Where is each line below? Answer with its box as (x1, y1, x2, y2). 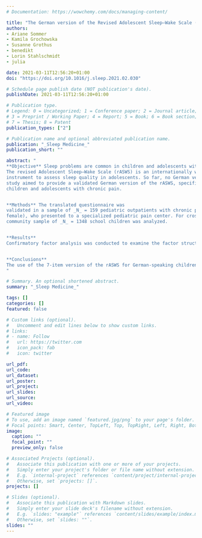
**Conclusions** (6, 256, 47, 262)
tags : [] (6, 295, 28, 301)
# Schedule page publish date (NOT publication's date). (6, 86, 152, 92)
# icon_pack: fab (6, 345, 55, 351)
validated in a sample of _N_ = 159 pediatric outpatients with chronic (6, 207, 192, 213)
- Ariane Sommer (6, 31, 47, 37)
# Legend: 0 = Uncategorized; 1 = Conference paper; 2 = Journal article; (6, 108, 198, 114)
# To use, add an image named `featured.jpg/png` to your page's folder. (6, 417, 195, 423)
